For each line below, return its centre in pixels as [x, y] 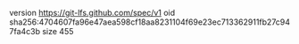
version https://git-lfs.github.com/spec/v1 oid [92, 13]
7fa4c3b [25, 31]
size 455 [58, 31]
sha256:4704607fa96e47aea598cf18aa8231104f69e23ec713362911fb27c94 [150, 22]
